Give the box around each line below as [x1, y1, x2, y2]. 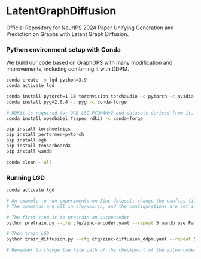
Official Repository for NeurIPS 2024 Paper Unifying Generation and [6, 24, 174, 31]
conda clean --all [6, 159, 52, 165]
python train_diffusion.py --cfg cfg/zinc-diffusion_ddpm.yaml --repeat [6, 236, 191, 242]
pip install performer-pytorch [6, 132, 84, 138]
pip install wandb [6, 148, 52, 154]
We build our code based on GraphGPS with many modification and [6, 59, 173, 67]
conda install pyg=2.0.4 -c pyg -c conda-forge [6, 99, 127, 105]
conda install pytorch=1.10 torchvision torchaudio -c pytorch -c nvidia [6, 93, 194, 100]
